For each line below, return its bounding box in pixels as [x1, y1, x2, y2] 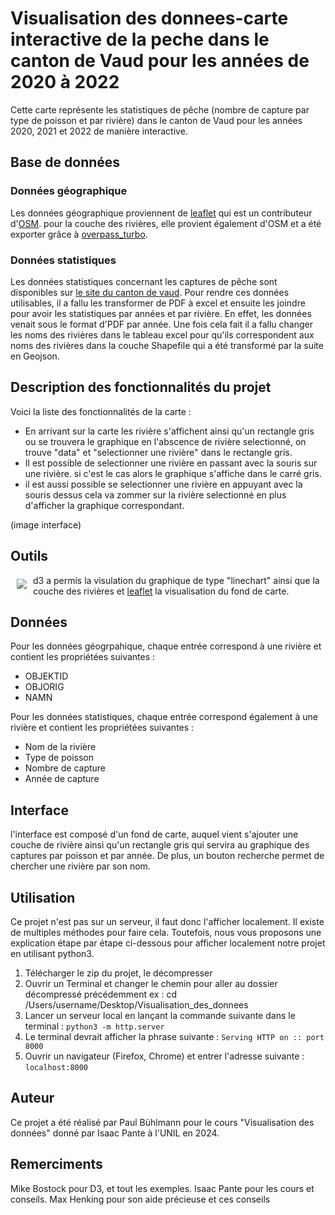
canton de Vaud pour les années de [10, 50, 310, 72]
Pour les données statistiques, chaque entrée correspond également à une [10, 711, 318, 723]
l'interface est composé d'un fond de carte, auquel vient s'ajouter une [10, 828, 299, 841]
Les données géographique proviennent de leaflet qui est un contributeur [10, 207, 313, 219]
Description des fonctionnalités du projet [10, 379, 272, 396]
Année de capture [24, 773, 100, 785]
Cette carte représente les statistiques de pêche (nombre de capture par [10, 103, 310, 116]
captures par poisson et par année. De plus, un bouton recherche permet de [10, 850, 325, 862]
